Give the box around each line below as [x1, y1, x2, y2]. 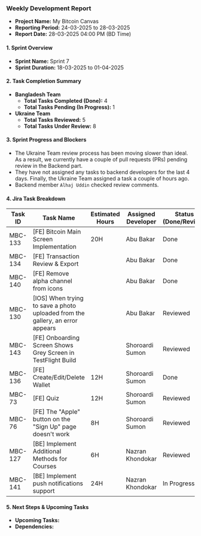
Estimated [90, 210, 120, 219]
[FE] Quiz [32, 394, 60, 403]
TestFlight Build [32, 356, 77, 365]
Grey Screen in [32, 348, 75, 357]
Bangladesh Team [14, 91, 61, 98]
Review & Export [32, 260, 79, 268]
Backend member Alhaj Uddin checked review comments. [14, 181, 159, 188]
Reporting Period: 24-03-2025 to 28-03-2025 [14, 24, 130, 31]
